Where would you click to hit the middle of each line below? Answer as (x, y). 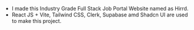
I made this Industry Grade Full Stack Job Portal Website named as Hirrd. (100, 9)
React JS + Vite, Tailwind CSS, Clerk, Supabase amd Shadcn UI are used (100, 15)
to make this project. (36, 21)
